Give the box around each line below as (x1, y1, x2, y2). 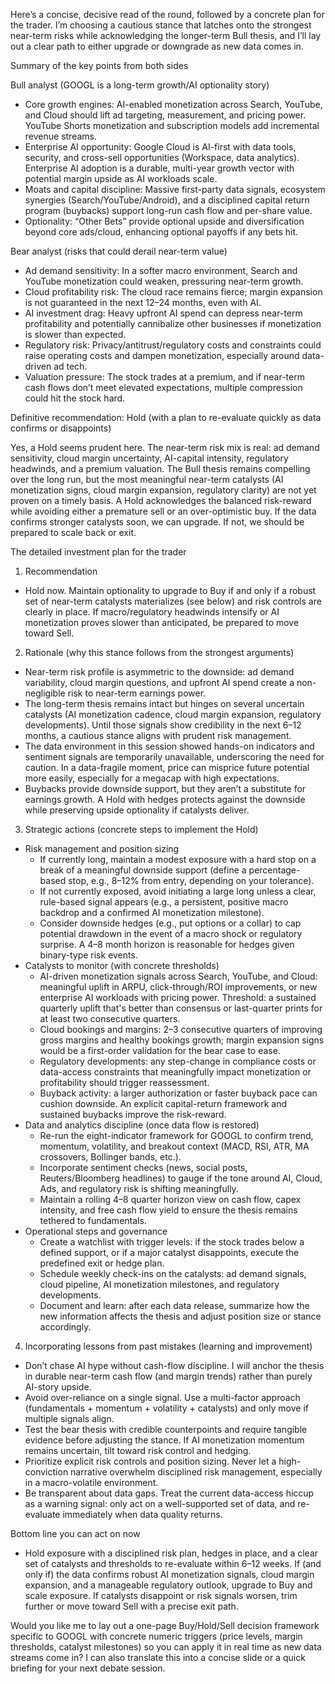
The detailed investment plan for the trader (10, 546, 187, 558)
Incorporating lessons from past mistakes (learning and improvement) (24, 1340, 313, 1352)
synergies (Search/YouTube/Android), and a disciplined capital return (24, 194, 310, 206)
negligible (24, 687, 66, 699)
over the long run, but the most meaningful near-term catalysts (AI (10, 474, 284, 485)
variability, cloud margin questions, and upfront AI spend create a (24, 677, 295, 688)
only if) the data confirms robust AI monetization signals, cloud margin (24, 1569, 315, 1580)
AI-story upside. (24, 1381, 92, 1393)
